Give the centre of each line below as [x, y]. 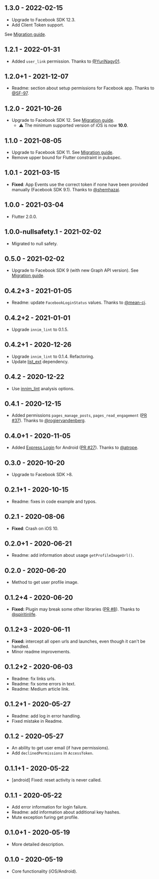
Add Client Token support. [38, 25]
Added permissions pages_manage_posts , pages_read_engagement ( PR [79, 415]
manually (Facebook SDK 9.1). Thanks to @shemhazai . [66, 189]
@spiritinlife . [24, 614]
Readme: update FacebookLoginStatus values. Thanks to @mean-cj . [79, 302]
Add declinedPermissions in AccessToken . [52, 753]
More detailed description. [38, 844]
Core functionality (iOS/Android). [44, 871]
